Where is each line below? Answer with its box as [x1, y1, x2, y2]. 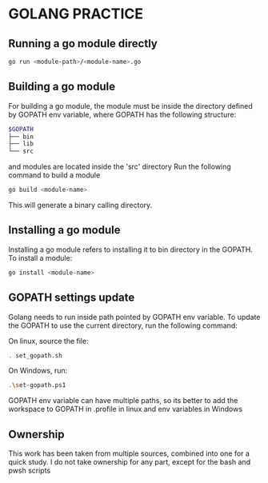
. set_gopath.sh [8, 351, 62, 360]
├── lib [8, 140, 34, 148]
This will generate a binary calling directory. [8, 201, 153, 210]
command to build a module [8, 170, 101, 180]
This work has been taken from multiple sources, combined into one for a [8, 449, 250, 458]
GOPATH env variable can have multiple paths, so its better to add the [8, 396, 238, 405]
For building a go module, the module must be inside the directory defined [8, 101, 254, 110]
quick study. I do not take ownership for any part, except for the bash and [8, 457, 250, 467]
